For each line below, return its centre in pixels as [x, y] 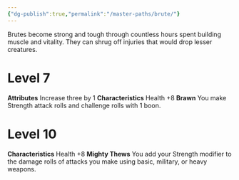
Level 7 [29, 78]
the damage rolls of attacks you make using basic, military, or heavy [107, 162]
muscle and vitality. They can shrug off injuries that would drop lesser [110, 42]
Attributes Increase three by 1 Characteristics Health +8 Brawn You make [117, 97]
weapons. [22, 169]
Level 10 [32, 134]
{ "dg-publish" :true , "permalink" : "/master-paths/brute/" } [94, 14]
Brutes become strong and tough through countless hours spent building [114, 34]
